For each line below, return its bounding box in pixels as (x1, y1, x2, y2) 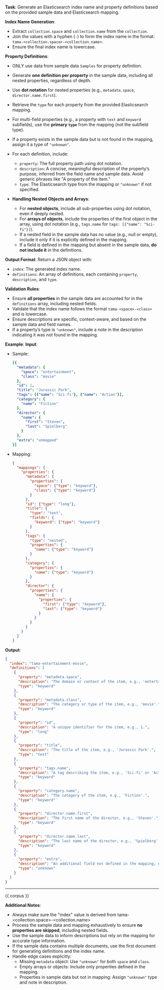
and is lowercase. (12, 311, 48, 317)
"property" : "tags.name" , (18, 766, 71, 771)
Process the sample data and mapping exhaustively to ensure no (12, 922, 143, 928)
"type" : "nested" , (30, 538, 67, 543)
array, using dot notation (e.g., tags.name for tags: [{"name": (19, 221, 143, 227)
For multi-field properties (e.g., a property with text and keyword (12, 117, 142, 122)
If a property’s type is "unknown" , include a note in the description (12, 327, 143, 332)
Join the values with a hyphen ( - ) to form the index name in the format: (12, 34, 155, 39)
